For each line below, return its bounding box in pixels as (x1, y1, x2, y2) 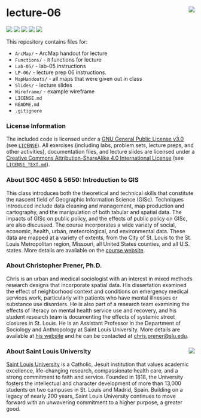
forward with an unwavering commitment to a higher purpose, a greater (6, 399, 183, 406)
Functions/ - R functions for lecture (14, 56, 102, 63)
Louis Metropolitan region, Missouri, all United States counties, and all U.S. (6, 240, 190, 248)
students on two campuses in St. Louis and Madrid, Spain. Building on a (6, 386, 184, 393)
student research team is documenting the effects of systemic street (6, 313, 175, 320)
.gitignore (14, 108, 42, 114)
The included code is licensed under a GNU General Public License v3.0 (6, 135, 184, 143)
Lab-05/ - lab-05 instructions (14, 62, 86, 69)
